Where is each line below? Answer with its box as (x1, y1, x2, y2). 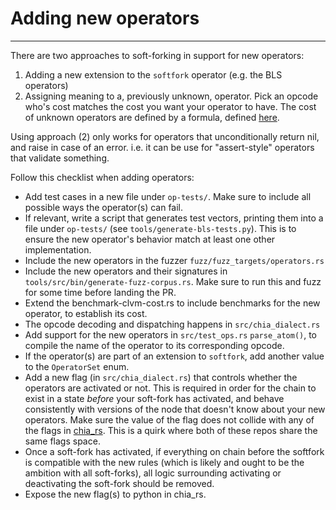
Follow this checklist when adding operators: (10, 171, 195, 183)
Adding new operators (10, 7, 200, 30)
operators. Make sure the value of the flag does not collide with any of (24, 413, 315, 426)
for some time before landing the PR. (24, 286, 177, 298)
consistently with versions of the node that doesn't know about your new (24, 403, 326, 415)
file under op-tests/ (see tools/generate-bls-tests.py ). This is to (24, 222, 297, 234)
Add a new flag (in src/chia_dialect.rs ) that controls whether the (24, 371, 298, 383)
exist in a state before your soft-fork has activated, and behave (24, 392, 285, 404)
